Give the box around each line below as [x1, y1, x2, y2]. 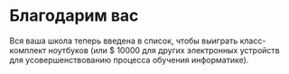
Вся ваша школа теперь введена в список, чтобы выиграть [9, 35, 238, 46]
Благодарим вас [9, 5, 139, 26]
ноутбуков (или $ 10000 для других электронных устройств [48, 44, 280, 55]
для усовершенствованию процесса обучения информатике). [9, 54, 249, 65]
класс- [239, 35, 266, 46]
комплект [9, 44, 47, 55]
